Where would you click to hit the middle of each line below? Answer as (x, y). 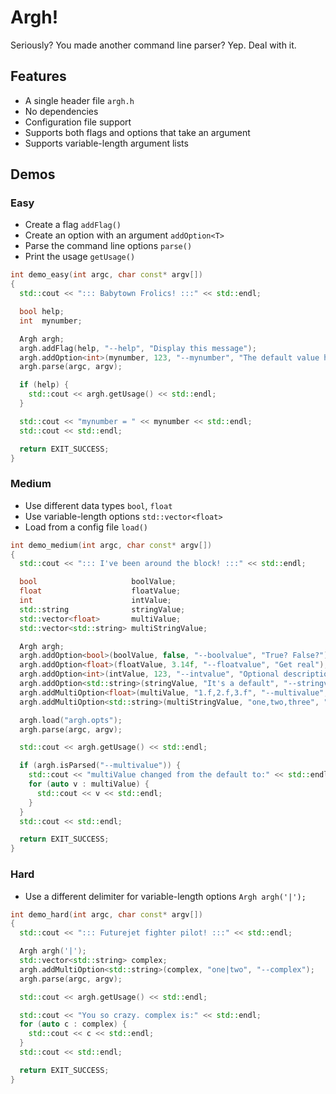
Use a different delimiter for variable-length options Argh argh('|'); (165, 896)
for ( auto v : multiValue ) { (89, 784)
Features (38, 76)
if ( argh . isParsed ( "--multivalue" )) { (100, 766)
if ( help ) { (44, 385)
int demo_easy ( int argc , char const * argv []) (106, 275)
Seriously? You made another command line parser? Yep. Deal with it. (153, 45)
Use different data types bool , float (98, 505)
